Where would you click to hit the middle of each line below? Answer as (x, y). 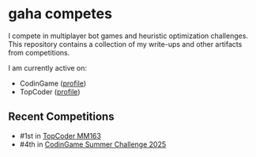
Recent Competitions (61, 117)
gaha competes (60, 14)
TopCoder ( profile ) (50, 91)
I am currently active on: (48, 67)
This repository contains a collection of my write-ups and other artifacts (125, 44)
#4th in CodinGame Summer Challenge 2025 (93, 144)
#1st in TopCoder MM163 (60, 136)
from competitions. (39, 52)
